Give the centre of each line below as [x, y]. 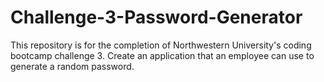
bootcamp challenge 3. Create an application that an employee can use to [162, 55]
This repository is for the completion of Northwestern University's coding [161, 45]
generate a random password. [72, 66]
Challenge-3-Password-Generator [156, 17]
